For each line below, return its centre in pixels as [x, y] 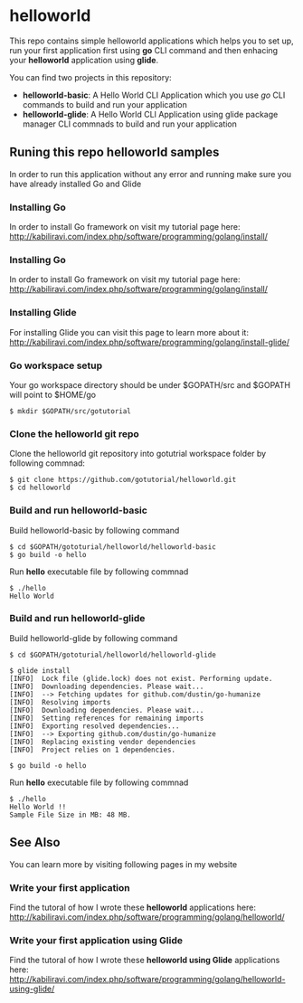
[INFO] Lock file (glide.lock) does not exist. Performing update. [141, 678]
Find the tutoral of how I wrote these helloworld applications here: [133, 907]
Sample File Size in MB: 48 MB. [70, 815]
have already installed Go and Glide [76, 184]
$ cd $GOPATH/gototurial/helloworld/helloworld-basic [113, 547]
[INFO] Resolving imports [60, 702]
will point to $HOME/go [53, 394]
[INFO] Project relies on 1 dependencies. [93, 750]
